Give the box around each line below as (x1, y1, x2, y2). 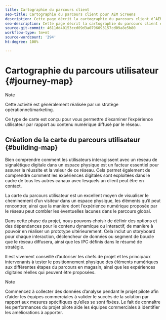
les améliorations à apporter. (5, 309, 63, 315)
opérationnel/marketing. (5, 107, 54, 113)
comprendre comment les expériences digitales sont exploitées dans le (5, 172, 150, 178)
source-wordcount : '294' (5, 35, 56, 40)
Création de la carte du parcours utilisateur (5, 136, 141, 144)
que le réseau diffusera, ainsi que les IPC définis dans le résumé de (5, 239, 142, 244)
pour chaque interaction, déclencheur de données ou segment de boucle (5, 233, 154, 240)
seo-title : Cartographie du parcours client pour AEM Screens (5, 12, 136, 17)
